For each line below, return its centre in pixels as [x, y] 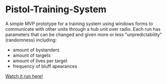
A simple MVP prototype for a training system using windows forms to [79, 24]
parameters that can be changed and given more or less [65, 34]
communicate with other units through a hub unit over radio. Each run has [83, 29]
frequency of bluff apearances [45, 66]
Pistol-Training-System [56, 9]
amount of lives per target [40, 60]
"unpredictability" [143, 34]
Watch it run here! [24, 76]
